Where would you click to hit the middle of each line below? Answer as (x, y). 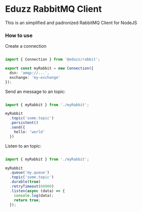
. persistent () (24, 123)
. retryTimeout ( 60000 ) (32, 186)
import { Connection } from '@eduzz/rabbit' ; (53, 60)
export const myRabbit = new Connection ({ (49, 68)
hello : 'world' (30, 132)
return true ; (27, 200)
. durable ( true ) (25, 182)
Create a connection (26, 46)
